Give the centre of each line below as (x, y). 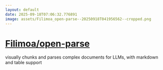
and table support (24, 63)
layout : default (22, 10)
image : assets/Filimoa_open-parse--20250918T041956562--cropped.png (78, 19)
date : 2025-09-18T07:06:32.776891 (41, 14)
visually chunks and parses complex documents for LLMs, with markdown (82, 57)
